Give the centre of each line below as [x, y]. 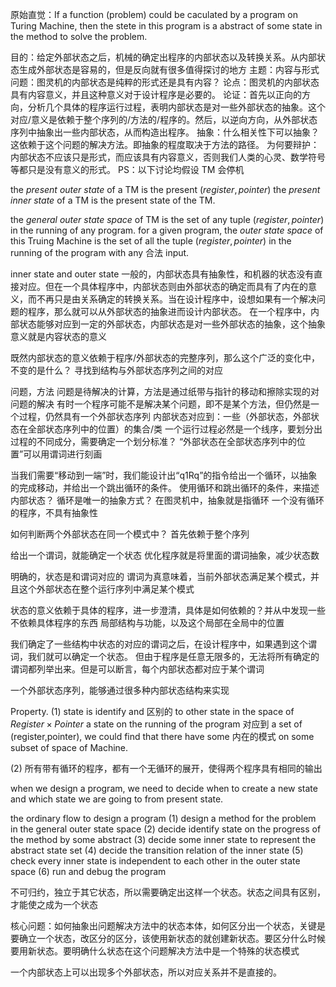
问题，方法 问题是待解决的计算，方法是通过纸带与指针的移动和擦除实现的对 [165, 391]
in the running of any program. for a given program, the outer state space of [167, 230]
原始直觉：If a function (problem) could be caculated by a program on [154, 14]
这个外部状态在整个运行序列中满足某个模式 [106, 589]
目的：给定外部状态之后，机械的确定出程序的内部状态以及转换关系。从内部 [163, 57]
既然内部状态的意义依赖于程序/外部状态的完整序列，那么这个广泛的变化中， [165, 357]
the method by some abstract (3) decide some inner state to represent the [163, 839]
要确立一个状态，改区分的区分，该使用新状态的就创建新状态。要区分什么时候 [168, 938]
